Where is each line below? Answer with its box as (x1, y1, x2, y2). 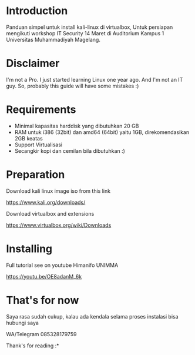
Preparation (6, 168, 65, 181)
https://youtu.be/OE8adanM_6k (6, 273, 82, 280)
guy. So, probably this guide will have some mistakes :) (6, 82, 139, 89)
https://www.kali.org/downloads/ (6, 199, 86, 206)
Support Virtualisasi (14, 141, 63, 148)
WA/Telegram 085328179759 (6, 330, 77, 337)
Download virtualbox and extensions (6, 210, 95, 217)
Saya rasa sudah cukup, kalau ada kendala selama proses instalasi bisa (6, 313, 179, 320)
